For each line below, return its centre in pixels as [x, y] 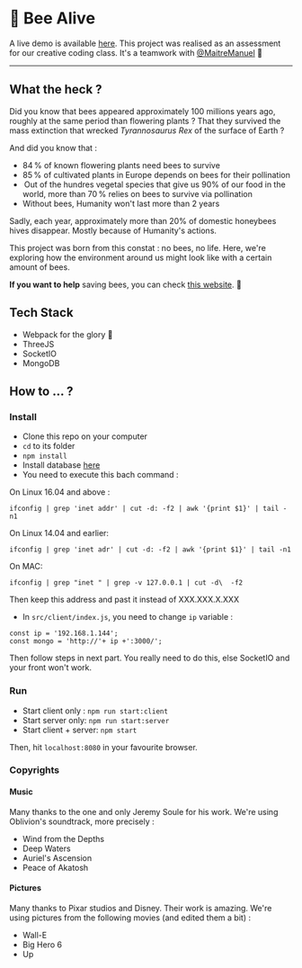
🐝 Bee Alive [53, 18]
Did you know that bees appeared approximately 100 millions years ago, [142, 111]
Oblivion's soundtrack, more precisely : [82, 821]
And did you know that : [53, 148]
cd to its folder [49, 446]
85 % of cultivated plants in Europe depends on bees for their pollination [156, 175]
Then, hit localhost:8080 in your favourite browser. [103, 747]
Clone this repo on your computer [85, 436]
